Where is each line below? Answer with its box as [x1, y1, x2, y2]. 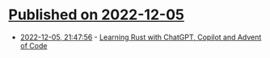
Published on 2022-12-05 [8, 6, 184, 24]
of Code [19, 40, 48, 50]
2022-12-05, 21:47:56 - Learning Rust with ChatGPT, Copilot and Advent [19, 32, 262, 42]
